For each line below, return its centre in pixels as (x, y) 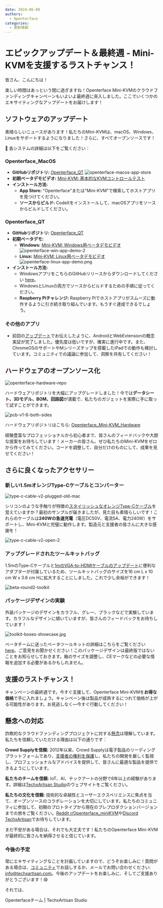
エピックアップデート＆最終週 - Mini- (80, 53)
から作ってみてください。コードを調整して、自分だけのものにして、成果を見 (81, 447)
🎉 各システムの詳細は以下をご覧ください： (47, 148)
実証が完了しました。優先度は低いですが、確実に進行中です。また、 (80, 342)
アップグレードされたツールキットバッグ (52, 554)
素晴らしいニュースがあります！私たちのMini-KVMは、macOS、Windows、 (81, 131)
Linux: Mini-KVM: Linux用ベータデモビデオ (62, 257)
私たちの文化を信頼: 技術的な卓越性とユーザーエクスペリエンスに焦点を (76, 795)
